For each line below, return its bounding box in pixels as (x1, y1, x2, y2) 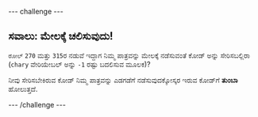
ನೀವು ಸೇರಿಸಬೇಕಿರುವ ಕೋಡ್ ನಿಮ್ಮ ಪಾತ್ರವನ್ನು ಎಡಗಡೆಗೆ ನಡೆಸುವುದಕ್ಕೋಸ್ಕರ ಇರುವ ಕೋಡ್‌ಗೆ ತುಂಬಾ (8, 75, 238, 85)
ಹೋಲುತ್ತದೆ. (8, 84, 38, 93)
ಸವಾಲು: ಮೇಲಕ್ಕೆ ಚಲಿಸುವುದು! (8, 29, 114, 43)
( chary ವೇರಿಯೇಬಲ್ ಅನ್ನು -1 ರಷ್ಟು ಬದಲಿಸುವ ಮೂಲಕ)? (8, 59, 151, 69)
